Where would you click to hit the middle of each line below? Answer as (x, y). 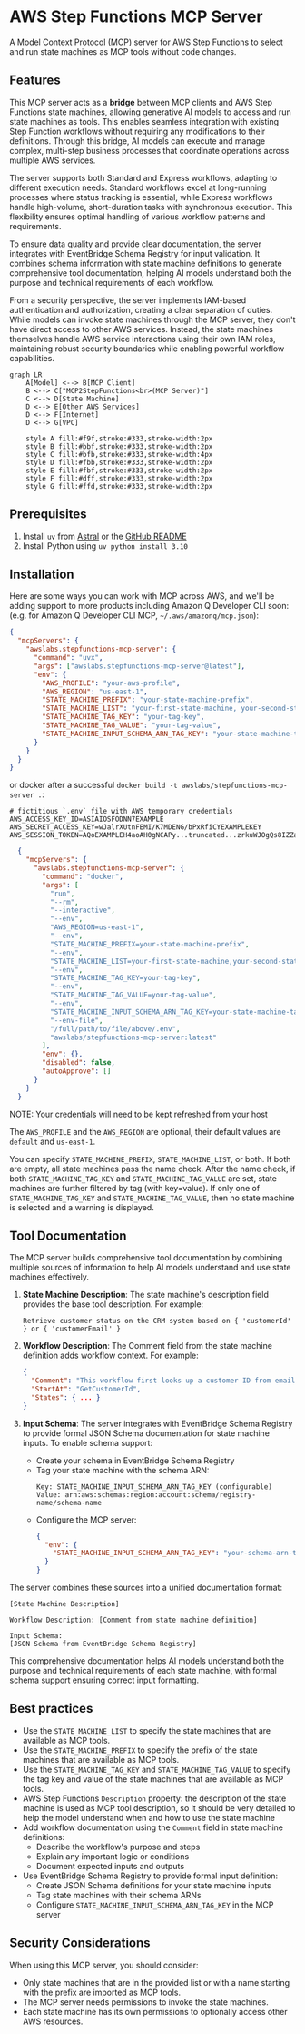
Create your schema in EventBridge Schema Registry (135, 1460)
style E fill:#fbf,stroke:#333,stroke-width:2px (119, 471)
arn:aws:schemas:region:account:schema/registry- (161, 1494)
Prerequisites (48, 515)
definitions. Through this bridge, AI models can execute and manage (138, 141)
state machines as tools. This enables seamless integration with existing (144, 121)
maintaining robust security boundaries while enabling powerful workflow (147, 349)
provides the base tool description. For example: (113, 1304)
